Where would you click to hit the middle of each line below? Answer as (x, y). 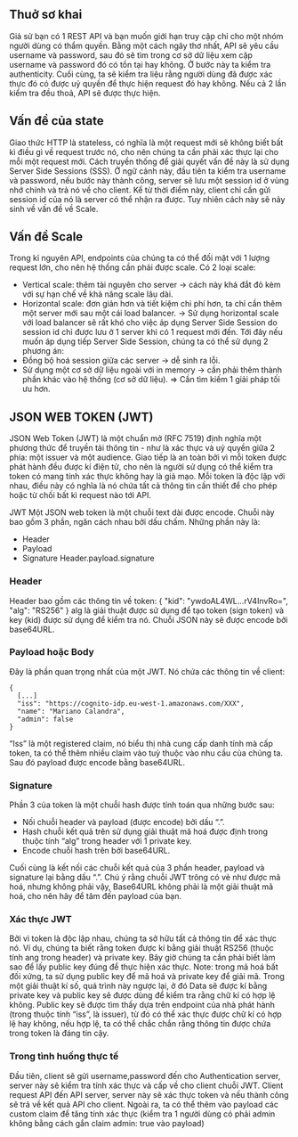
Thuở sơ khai (46, 15)
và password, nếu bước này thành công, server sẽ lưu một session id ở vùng (149, 180)
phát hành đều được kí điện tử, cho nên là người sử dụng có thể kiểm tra (141, 467)
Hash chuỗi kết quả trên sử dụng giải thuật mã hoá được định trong (145, 831)
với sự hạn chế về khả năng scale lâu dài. (97, 294)
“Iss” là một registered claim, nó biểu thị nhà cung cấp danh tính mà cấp (141, 743)
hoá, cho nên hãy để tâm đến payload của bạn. (96, 896)
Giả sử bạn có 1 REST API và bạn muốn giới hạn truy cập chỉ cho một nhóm (146, 36)
